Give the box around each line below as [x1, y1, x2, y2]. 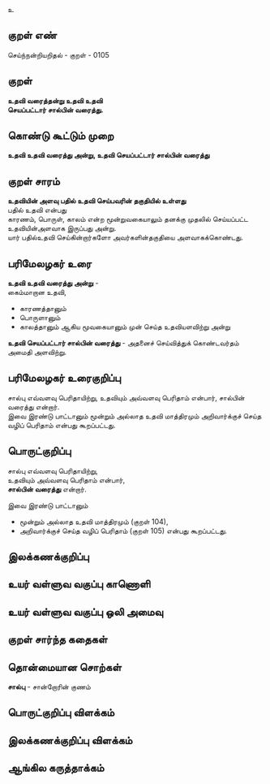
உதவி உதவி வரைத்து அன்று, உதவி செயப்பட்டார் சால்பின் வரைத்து [7, 150, 210, 160]
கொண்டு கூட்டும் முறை [7, 129, 114, 143]
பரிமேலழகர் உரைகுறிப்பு [7, 371, 121, 385]
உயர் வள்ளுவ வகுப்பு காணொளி [7, 578, 151, 591]
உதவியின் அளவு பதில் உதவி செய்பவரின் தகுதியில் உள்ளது [7, 196, 186, 206]
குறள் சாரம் [7, 174, 60, 188]
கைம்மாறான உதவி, [7, 288, 66, 297]
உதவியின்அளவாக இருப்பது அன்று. [7, 223, 117, 233]
